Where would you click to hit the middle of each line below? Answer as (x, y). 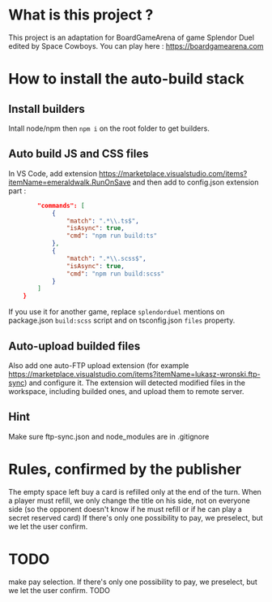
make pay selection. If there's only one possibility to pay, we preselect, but (133, 582)
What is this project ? (81, 15)
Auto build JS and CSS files (79, 154)
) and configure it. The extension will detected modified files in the (134, 383)
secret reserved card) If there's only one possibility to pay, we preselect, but (136, 518)
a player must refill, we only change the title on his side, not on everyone (130, 500)
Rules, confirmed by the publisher (125, 469)
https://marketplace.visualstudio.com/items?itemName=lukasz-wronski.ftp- (134, 374)
